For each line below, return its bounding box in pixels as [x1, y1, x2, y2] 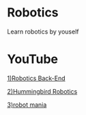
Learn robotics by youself [7, 27, 79, 36]
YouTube [7, 51, 58, 67]
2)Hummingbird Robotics [7, 87, 78, 95]
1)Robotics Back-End [7, 74, 66, 82]
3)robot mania [7, 101, 47, 109]
